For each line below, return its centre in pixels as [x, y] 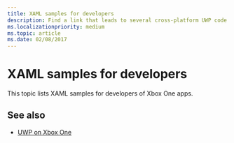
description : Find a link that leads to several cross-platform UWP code [117, 20]
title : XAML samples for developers [61, 14]
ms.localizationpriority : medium [56, 27]
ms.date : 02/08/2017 [37, 40]
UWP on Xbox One [44, 132]
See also [26, 115]
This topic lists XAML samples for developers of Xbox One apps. [100, 93]
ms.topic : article [34, 33]
